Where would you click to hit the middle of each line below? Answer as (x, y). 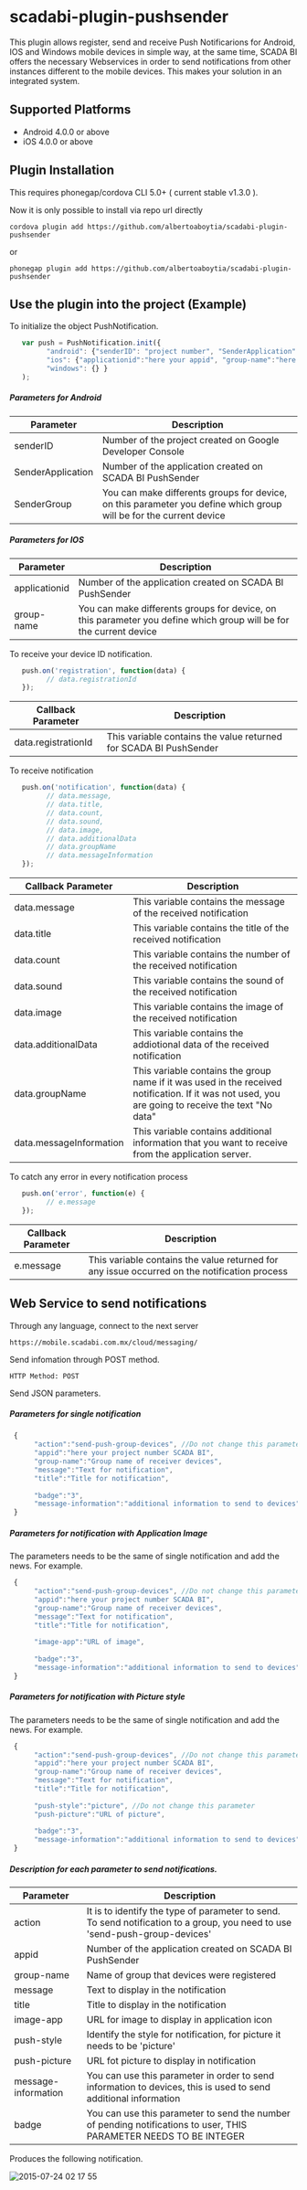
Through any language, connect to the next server (104, 1325)
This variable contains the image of (208, 1007)
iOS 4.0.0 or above (58, 141)
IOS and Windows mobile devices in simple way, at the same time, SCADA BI (153, 51)
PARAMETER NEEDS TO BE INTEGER (165, 2136)
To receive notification (52, 771)
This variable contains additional (202, 1132)
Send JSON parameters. (55, 1393)
